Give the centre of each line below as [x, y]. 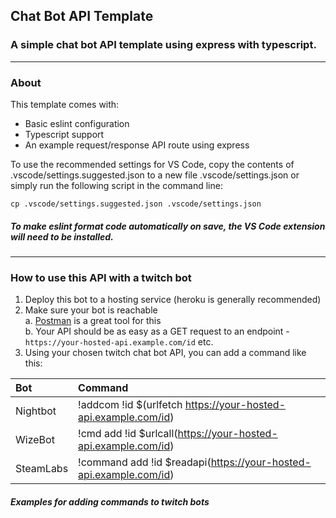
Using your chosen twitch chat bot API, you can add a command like [165, 353]
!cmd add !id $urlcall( [128, 434]
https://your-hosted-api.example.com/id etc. [119, 342]
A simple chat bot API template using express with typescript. [163, 45]
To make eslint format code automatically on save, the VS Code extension [168, 226]
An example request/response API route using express [137, 145]
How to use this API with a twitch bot [101, 277]
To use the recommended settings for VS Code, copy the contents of [152, 164]
